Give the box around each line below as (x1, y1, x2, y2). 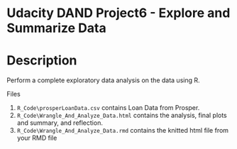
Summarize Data (6, 20, 107, 36)
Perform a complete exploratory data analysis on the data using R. (6, 76, 200, 84)
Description (6, 53, 77, 69)
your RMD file (16, 133, 57, 143)
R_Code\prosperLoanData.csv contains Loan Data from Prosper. (16, 104, 200, 112)
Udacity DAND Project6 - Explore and (6, 5, 231, 21)
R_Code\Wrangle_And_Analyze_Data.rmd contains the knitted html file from (16, 126, 228, 135)
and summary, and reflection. (16, 118, 104, 127)
